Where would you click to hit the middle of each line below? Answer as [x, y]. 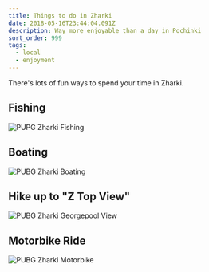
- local [28, 53]
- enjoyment [35, 61]
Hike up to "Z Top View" [69, 196]
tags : [17, 45]
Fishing [27, 108]
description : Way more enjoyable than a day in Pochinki [105, 30]
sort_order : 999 [35, 38]
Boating [28, 152]
